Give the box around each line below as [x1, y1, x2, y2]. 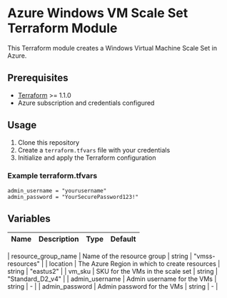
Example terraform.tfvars [7, 171, 98, 181]
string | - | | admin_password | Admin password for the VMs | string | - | [7, 282, 218, 290]
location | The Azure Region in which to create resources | [49, 259, 221, 268]
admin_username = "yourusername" [7, 187, 107, 194]
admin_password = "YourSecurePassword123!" [7, 193, 139, 200]
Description [38, 234, 80, 244]
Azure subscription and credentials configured [17, 98, 155, 107]
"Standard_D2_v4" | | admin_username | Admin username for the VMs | [7, 274, 217, 283]
